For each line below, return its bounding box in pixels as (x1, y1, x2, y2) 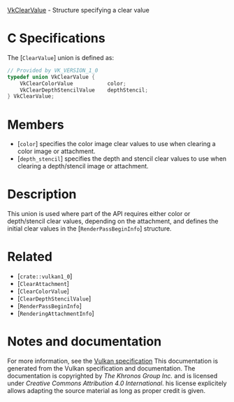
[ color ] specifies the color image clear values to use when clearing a (17, 140, 217, 148)
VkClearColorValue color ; (20, 80, 127, 87)
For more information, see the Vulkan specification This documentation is (7, 357, 219, 366)
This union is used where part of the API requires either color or (7, 210, 191, 218)
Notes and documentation (7, 333, 162, 350)
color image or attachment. (17, 147, 96, 156)
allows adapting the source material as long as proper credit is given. (7, 387, 206, 395)
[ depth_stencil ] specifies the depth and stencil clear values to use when (17, 155, 227, 163)
